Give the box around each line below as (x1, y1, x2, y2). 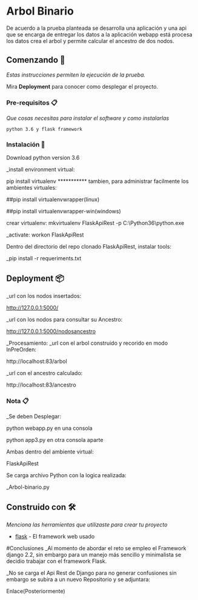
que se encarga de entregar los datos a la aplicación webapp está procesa (6, 30, 193, 38)
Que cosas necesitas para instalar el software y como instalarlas (6, 114, 170, 122)
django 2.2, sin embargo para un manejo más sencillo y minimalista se (6, 551, 182, 559)
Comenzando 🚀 (6, 55, 65, 65)
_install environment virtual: (6, 166, 75, 173)
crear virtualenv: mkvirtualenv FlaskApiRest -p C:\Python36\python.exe (6, 219, 185, 227)
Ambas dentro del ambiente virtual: (6, 448, 94, 455)
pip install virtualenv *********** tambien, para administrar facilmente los (6, 178, 189, 185)
